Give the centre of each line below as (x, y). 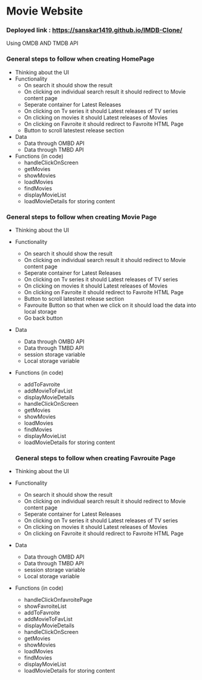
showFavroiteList (45, 606)
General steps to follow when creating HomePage (80, 59)
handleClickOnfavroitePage (58, 600)
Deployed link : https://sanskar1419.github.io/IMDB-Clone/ (94, 30)
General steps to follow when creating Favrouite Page (95, 458)
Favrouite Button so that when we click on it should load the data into (110, 305)
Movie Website (45, 11)
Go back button (44, 318)
